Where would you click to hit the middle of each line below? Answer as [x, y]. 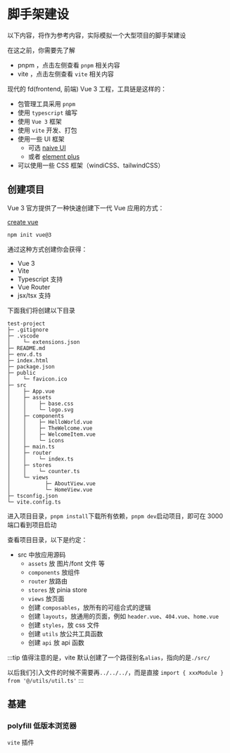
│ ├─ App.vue [31, 391]
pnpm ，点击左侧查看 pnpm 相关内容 [69, 65]
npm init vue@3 [30, 235]
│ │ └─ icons [36, 440]
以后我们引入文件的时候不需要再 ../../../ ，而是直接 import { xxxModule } [115, 672]
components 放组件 [54, 572]
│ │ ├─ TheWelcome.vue [50, 428]
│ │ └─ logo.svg [40, 410]
